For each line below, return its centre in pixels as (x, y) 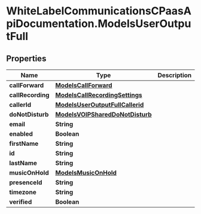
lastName (23, 163)
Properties (26, 58)
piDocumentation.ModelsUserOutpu (99, 24)
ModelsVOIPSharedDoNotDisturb (103, 114)
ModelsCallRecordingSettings (99, 95)
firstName (24, 143)
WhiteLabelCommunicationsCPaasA (99, 11)
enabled (21, 134)
